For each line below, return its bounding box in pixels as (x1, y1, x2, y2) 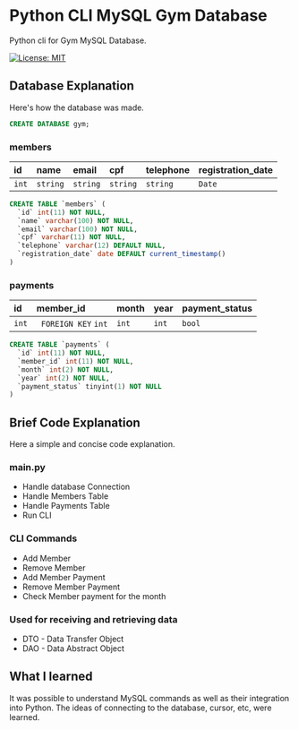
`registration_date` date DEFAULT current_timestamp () (17, 250, 226, 259)
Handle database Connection (21, 481, 131, 493)
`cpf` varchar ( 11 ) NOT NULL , (17, 233, 126, 242)
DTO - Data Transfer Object (21, 633, 124, 645)
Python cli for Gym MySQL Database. (9, 35, 147, 46)
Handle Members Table (21, 491, 109, 502)
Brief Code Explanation (9, 415, 140, 430)
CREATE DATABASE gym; (9, 119, 90, 128)
